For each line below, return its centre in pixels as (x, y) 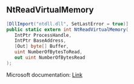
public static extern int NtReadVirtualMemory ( (68, 30)
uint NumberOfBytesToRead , (49, 52)
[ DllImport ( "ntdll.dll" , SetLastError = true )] (68, 24)
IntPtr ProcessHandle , (43, 35)
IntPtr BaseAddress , (40, 41)
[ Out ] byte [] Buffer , (42, 47)
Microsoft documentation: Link (45, 74)
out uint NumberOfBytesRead (50, 58)
